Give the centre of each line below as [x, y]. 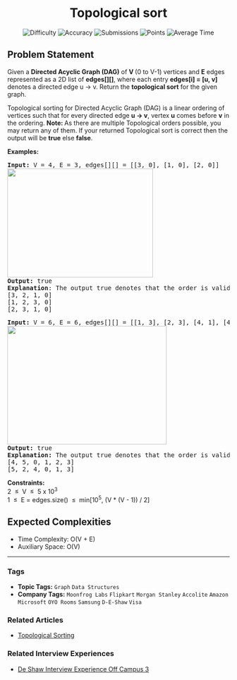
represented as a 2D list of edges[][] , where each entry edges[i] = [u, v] [113, 79]
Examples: [23, 151]
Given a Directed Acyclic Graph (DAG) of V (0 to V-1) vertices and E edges [116, 71]
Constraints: [26, 482]
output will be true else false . [50, 138]
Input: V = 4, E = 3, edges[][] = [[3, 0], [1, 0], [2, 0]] [114, 165]
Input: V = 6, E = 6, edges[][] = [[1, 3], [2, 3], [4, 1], [114, 322]
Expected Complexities [59, 522]
